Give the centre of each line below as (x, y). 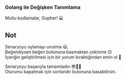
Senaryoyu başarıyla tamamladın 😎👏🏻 (43, 66)
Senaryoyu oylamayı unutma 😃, (37, 47)
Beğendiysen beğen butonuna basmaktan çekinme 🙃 (59, 52)
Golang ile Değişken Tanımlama (43, 7)
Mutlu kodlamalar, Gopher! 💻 (34, 18)
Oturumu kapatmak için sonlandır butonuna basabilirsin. (61, 72)
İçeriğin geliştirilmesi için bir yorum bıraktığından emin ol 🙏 (63, 57)
